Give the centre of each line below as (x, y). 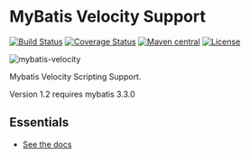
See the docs (47, 144)
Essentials (39, 122)
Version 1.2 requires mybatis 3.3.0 (72, 94)
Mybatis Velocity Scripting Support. (75, 76)
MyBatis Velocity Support (107, 17)
